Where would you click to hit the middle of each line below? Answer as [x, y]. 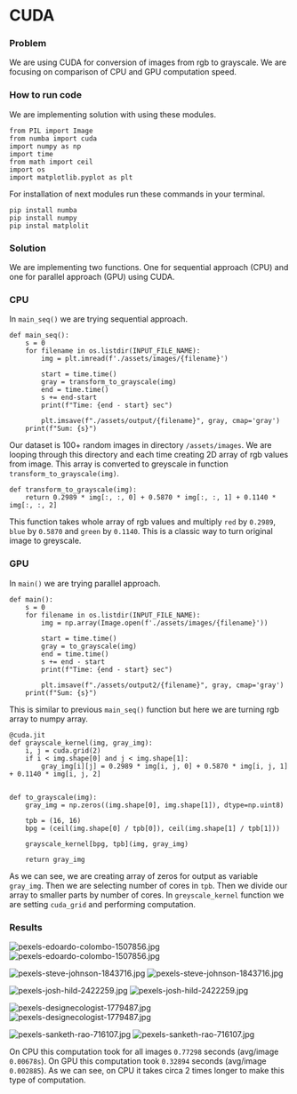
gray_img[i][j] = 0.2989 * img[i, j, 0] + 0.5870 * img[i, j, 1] [165, 766]
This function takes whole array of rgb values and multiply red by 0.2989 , [142, 522]
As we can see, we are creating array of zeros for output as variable [134, 875]
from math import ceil [51, 162]
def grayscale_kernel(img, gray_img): [81, 743]
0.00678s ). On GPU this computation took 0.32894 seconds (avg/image [138, 1061]
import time [31, 154]
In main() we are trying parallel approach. [85, 583]
